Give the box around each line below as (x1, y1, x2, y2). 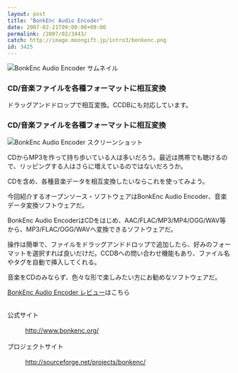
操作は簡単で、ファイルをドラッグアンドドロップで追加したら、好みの (7, 239, 212, 249)
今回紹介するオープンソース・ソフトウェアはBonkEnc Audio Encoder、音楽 (7, 192, 227, 200)
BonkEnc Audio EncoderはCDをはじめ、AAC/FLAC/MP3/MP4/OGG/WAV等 (7, 216, 226, 225)
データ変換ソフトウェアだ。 (7, 200, 89, 210)
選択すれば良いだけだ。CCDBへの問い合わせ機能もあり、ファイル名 (31, 249, 230, 257)
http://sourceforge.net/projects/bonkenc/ (25, 357, 146, 366)
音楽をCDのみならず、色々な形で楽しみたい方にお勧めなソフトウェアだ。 (7, 273, 222, 281)
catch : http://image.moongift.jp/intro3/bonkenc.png (7, 37, 167, 44)
